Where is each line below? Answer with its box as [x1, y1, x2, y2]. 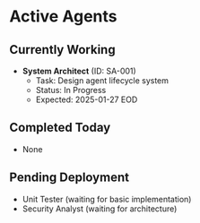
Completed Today [9, 120, 111, 135]
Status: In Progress [35, 85, 107, 95]
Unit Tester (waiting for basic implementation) [22, 193, 192, 204]
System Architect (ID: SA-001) [22, 65, 136, 76]
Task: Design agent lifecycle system [35, 75, 169, 86]
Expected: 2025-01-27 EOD [35, 94, 138, 105]
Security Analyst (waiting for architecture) [22, 203, 178, 214]
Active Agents [9, 6, 117, 27]
